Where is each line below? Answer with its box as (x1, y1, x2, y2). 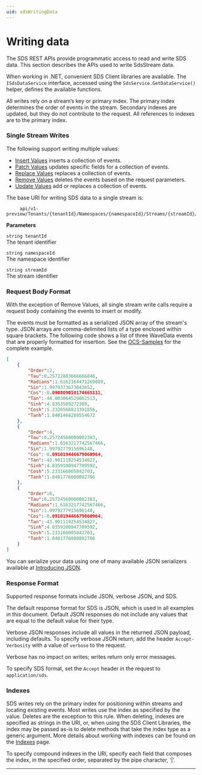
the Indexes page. (6, 738, 51, 745)
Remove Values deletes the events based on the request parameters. (14, 176, 186, 183)
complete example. (6, 344, 54, 352)
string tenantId (6, 233, 47, 239)
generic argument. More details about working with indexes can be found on (6, 732, 196, 739)
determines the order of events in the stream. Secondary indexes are (6, 104, 177, 111)
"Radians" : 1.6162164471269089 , (28, 379, 106, 385)
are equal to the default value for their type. (6, 617, 114, 624)
